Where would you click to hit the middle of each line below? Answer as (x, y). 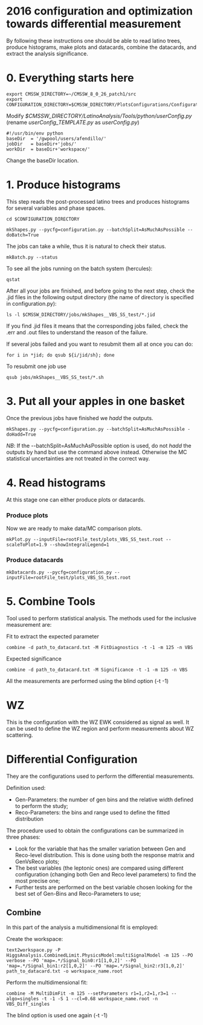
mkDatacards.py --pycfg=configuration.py (59, 572)
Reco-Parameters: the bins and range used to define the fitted (92, 813)
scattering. (20, 735)
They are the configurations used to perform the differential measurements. (100, 776)
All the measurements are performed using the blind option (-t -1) (88, 681)
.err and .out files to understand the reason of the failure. (77, 332)
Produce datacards (35, 560)
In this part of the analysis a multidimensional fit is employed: (82, 927)
